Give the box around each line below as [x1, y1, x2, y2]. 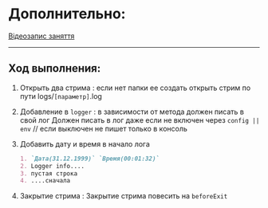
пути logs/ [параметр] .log [19, 91, 102, 100]
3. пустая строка [19, 169, 78, 178]
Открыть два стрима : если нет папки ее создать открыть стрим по [19, 83, 251, 92]
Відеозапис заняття [8, 31, 75, 41]
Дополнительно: [8, 5, 126, 23]
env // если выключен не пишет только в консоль [19, 124, 187, 133]
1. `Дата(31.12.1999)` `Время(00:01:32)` [19, 155, 160, 163]
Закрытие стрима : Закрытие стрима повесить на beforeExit [19, 191, 228, 201]
